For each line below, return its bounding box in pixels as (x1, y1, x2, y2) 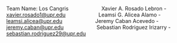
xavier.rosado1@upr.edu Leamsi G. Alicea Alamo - (6, 11, 161, 18)
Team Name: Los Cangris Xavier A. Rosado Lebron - (6, 5, 167, 12)
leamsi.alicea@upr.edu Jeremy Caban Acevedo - (6, 18, 159, 24)
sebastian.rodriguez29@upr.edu (6, 30, 86, 37)
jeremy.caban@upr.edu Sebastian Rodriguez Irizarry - (6, 24, 171, 31)
